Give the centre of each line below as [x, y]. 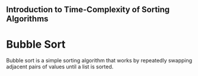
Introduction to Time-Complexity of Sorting [88, 10]
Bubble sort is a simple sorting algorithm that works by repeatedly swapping [99, 61]
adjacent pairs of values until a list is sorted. [60, 67]
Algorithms [27, 19]
